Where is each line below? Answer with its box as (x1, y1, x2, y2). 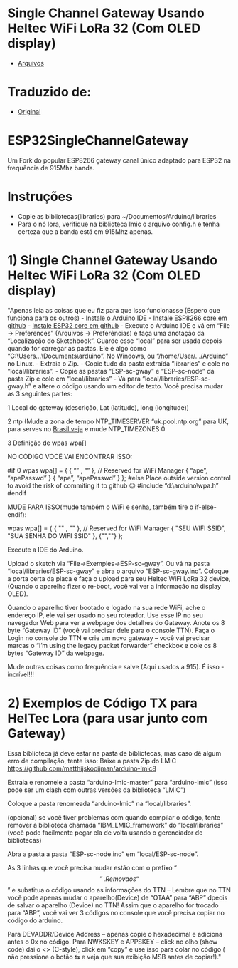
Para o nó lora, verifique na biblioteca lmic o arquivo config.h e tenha (17, 220, 220, 228)
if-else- (195, 503, 217, 511)
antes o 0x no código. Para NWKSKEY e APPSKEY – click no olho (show (7, 937, 218, 946)
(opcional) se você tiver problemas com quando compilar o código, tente (7, 813, 221, 821)
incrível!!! (7, 670, 34, 679)
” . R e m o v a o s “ (99, 875, 139, 883)
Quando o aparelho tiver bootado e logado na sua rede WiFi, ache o (7, 603, 206, 612)
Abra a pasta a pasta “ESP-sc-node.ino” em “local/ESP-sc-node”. (7, 850, 199, 858)
